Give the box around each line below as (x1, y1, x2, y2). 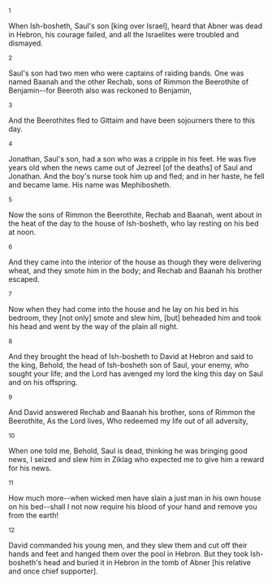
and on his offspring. (8, 378, 78, 387)
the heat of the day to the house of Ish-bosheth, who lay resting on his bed (8, 218, 259, 228)
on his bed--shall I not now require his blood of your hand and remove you (8, 502, 257, 511)
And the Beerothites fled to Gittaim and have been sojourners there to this (8, 115, 256, 125)
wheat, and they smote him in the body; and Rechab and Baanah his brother (8, 266, 262, 275)
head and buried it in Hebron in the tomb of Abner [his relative (43, 558, 252, 567)
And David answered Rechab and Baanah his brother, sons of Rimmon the (8, 408, 256, 417)
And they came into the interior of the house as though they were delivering (8, 257, 261, 266)
